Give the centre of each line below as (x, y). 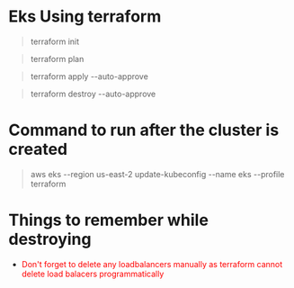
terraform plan (57, 58)
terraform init (55, 41)
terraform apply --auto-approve (89, 76)
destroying (50, 239)
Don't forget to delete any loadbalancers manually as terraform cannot (152, 264)
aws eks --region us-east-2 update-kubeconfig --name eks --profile (157, 174)
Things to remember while (108, 220)
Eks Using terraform (85, 17)
